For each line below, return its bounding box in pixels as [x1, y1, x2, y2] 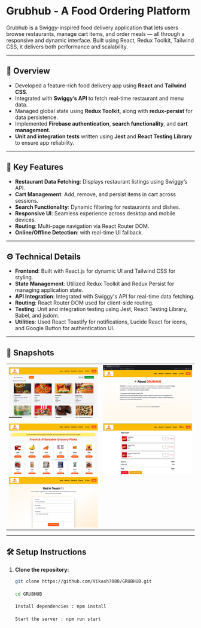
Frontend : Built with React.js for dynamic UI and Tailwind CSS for [14, 267, 176, 275]
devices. [14, 216, 36, 223]
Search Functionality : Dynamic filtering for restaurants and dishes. [14, 203, 181, 211]
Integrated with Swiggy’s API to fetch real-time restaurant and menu [14, 94, 184, 102]
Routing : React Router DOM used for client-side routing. [14, 299, 154, 306]
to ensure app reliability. [14, 139, 75, 146]
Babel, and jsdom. [14, 312, 60, 319]
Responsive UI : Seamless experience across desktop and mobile [14, 209, 175, 217]
